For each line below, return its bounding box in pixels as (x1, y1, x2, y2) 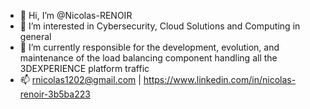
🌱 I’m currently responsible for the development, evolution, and (19, 41, 280, 53)
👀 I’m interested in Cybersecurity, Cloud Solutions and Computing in (19, 20, 301, 32)
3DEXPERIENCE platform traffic (19, 63, 150, 74)
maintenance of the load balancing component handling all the (19, 52, 278, 64)
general (19, 31, 52, 42)
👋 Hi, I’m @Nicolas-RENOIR (19, 10, 133, 21)
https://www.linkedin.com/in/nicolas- (143, 74, 297, 85)
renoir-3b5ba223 (19, 88, 91, 100)
